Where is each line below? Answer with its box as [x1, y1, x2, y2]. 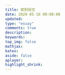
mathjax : [5, 44, 23, 49]
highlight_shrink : [5, 62, 43, 67]
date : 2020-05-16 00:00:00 [5, 12, 61, 17]
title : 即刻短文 [5, 7, 35, 12]
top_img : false [5, 39, 36, 44]
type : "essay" [5, 21, 34, 26]
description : [5, 30, 32, 35]
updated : [5, 16, 23, 21]
